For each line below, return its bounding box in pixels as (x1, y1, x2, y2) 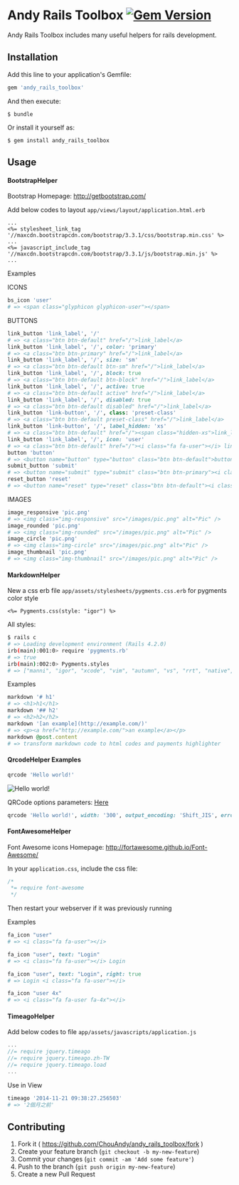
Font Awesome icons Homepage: (7, 843, 105, 851)
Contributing (7, 1121, 65, 1133)
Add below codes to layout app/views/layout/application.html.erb (7, 206, 206, 214)
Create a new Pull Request (17, 1170, 96, 1179)
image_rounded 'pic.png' (7, 522, 81, 530)
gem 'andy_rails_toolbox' (7, 84, 84, 91)
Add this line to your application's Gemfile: (7, 70, 132, 78)
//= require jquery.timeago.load (7, 1061, 107, 1069)
